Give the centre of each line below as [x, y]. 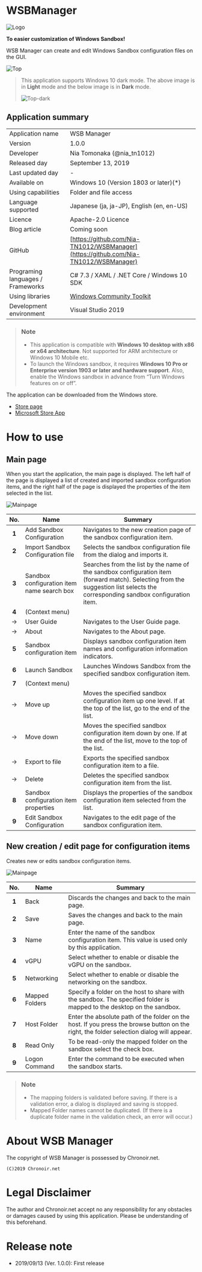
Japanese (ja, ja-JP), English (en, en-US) [129, 205]
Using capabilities [35, 192]
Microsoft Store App [40, 413]
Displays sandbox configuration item [135, 641]
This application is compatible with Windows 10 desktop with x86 [112, 345]
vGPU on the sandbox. [100, 965]
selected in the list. [29, 493]
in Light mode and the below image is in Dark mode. [86, 86]
